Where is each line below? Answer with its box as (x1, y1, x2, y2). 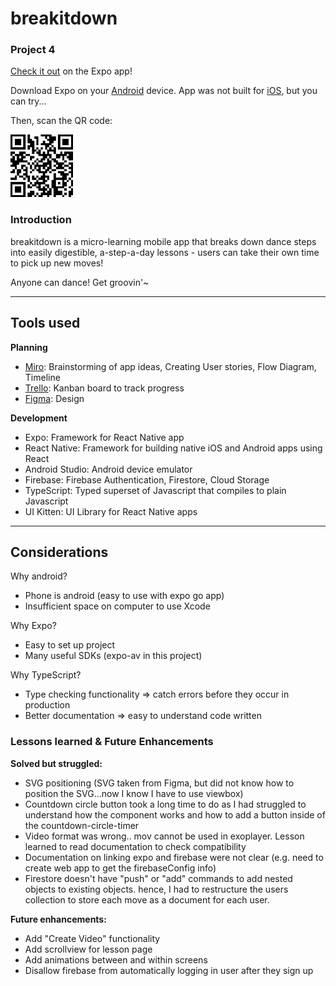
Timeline (24, 371, 61, 383)
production (24, 699, 71, 711)
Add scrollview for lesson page (24, 943, 153, 955)
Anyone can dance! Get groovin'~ (10, 276, 150, 288)
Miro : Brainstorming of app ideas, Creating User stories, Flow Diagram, (24, 360, 317, 372)
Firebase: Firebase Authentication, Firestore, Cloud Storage (24, 473, 270, 486)
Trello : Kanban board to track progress (24, 382, 185, 394)
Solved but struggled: (10, 757, 103, 769)
